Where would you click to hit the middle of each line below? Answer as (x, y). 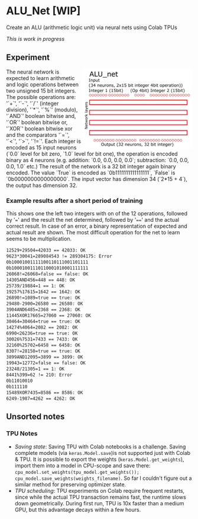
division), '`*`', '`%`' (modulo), (42, 109)
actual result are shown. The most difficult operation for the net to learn (93, 233)
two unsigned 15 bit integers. (41, 91)
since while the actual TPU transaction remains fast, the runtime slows (100, 497)
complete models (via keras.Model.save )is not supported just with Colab (103, 453)
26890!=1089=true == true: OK (43, 298)
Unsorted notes (35, 417)
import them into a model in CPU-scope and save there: (82, 465)
